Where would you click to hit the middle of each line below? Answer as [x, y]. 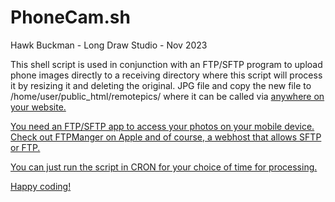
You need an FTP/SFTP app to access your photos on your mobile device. [162, 126]
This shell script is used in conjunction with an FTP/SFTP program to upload [166, 64]
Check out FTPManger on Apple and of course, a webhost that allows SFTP [166, 137]
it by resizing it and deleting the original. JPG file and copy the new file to [161, 85]
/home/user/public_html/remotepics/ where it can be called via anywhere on [167, 96]
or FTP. [25, 147]
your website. [38, 107]
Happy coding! [41, 186]
